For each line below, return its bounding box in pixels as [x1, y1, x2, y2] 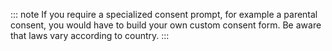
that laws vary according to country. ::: [10, 30, 170, 41]
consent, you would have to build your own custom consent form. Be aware [10, 19, 322, 31]
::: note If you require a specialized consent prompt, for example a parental [10, 9, 318, 20]
